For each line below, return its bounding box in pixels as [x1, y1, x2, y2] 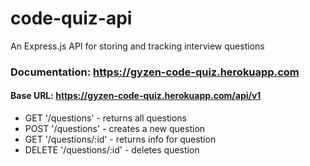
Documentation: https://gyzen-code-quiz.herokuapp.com [10, 65, 300, 79]
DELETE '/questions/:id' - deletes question [24, 144, 200, 156]
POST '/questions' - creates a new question [24, 123, 206, 135]
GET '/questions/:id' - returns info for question [24, 133, 217, 146]
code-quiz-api [10, 7, 133, 30]
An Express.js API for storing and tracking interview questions [10, 40, 265, 52]
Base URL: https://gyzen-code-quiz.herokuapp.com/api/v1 [10, 90, 262, 102]
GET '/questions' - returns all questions [24, 112, 187, 124]
